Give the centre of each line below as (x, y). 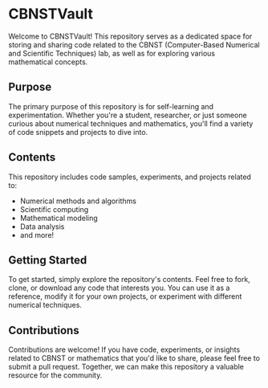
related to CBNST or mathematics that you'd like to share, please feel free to (134, 358)
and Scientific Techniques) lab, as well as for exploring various (112, 53)
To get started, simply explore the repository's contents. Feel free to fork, (129, 280)
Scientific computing (54, 209)
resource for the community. (55, 375)
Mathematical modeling (59, 218)
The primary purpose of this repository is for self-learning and (111, 106)
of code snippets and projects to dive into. (78, 132)
